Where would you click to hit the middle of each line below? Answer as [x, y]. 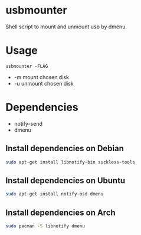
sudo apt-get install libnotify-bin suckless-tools [70, 162]
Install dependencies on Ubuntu [65, 180]
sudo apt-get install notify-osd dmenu [55, 194]
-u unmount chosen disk [44, 83]
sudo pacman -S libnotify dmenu [45, 226]
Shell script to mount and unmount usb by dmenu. [66, 27]
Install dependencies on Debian [65, 148]
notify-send [28, 123]
